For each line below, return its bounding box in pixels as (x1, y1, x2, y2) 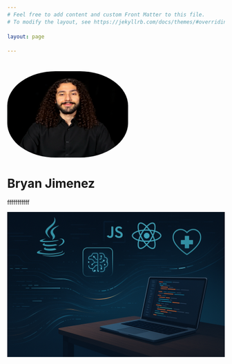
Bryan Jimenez (7, 175, 95, 191)
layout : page (7, 33, 45, 40)
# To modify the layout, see (7, 18, 91, 26)
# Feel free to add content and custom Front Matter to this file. (7, 11, 206, 18)
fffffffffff (7, 198, 30, 207)
